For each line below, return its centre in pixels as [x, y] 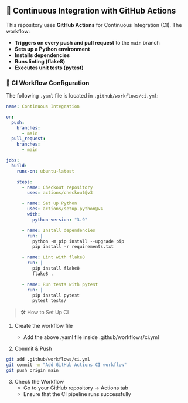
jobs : [13, 160]
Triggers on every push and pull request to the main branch [87, 42]
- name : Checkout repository [57, 187]
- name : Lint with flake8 [53, 257]
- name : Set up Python [49, 203]
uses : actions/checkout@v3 [60, 193]
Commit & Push [33, 349]
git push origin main [33, 371]
